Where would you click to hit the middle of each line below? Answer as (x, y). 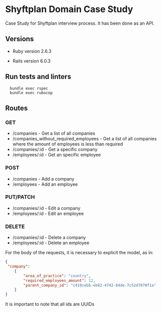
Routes (17, 108)
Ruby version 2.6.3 (32, 51)
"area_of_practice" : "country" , (57, 276)
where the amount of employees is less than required (68, 144)
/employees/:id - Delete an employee (51, 243)
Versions (20, 39)
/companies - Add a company (43, 179)
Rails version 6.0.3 (31, 61)
